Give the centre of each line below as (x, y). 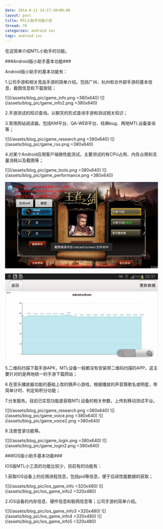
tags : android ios (24, 36)
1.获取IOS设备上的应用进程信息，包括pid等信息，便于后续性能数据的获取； (79, 476)
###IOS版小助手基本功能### (34, 456)
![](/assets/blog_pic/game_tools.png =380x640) (53, 170)
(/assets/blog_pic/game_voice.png (39, 415)
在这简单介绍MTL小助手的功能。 (37, 51)
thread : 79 (16, 26)
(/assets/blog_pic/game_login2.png (41, 446)
